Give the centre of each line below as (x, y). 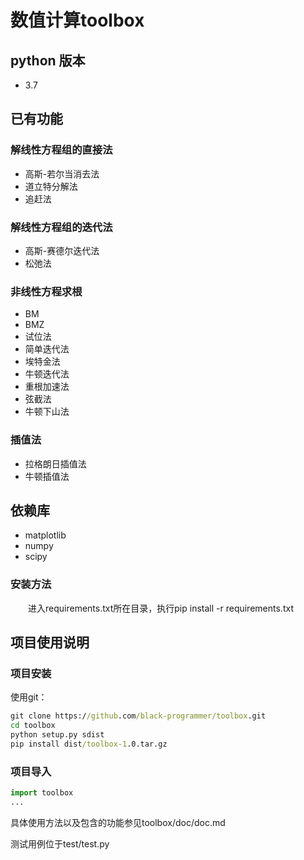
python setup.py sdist (57, 735)
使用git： (29, 697)
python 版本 (48, 60)
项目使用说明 (50, 642)
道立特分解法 (51, 186)
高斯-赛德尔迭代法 (62, 250)
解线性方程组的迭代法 (61, 227)
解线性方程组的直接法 (61, 150)
